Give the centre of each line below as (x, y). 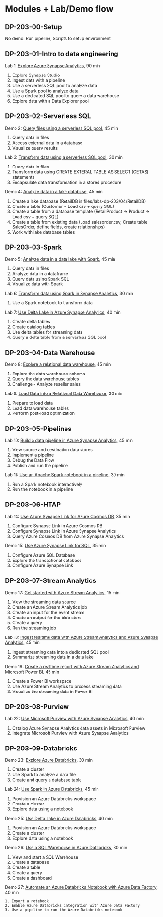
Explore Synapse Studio (36, 75)
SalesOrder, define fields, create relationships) (58, 227)
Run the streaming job (34, 628)
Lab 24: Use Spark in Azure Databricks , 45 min (52, 789)
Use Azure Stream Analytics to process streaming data (67, 686)
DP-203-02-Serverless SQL (48, 116)
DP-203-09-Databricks (41, 748)
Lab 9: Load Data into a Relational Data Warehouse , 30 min (64, 393)
